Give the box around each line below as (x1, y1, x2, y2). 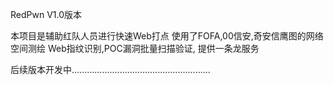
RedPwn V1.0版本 (10, 9, 83, 20)
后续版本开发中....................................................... (10, 64, 211, 75)
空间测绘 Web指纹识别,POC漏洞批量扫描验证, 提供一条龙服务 (10, 43, 260, 54)
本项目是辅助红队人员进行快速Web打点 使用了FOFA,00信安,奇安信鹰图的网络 (10, 30, 324, 42)
